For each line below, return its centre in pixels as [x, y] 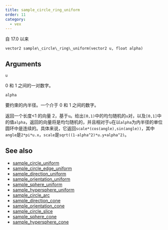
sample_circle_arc [31, 195]
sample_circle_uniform [36, 163]
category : [16, 19]
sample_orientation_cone [38, 206]
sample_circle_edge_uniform [42, 168]
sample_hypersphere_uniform [43, 190]
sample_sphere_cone [35, 216]
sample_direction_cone [36, 200]
